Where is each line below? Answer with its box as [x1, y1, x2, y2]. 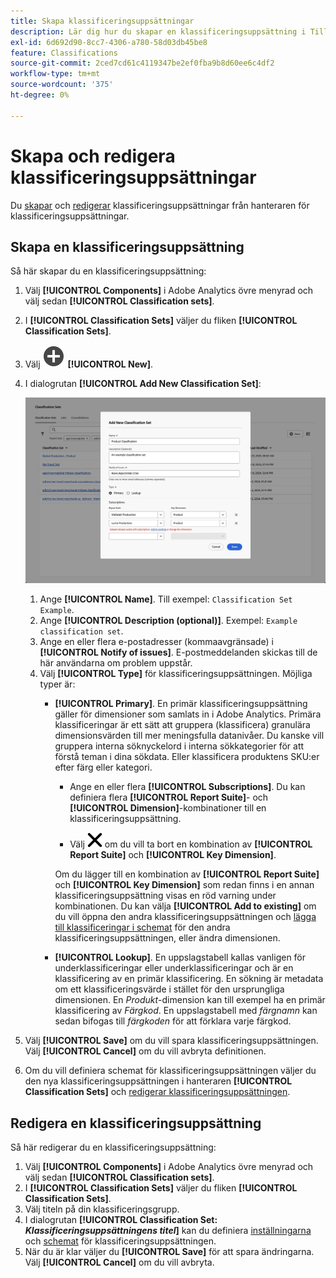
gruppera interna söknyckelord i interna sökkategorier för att [54, 740, 305, 752]
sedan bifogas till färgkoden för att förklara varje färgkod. [54, 1015, 292, 1027]
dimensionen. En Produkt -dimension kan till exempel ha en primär [54, 994, 326, 1006]
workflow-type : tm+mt [10, 69, 101, 79]
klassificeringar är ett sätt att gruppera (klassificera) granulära [54, 719, 311, 731]
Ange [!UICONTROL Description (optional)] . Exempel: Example [39, 615, 298, 627]
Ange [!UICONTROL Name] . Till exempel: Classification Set [39, 593, 293, 605]
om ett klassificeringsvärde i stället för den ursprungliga [54, 983, 285, 995]
